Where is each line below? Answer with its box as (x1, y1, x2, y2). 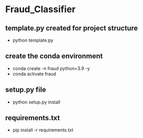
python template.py (12, 37, 54, 43)
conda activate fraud (12, 71, 57, 77)
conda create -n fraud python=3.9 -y (12, 65, 90, 72)
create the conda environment (5, 52, 103, 60)
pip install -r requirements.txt (12, 127, 74, 133)
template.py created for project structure (5, 24, 138, 32)
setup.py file (5, 85, 47, 94)
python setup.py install (12, 99, 61, 105)
